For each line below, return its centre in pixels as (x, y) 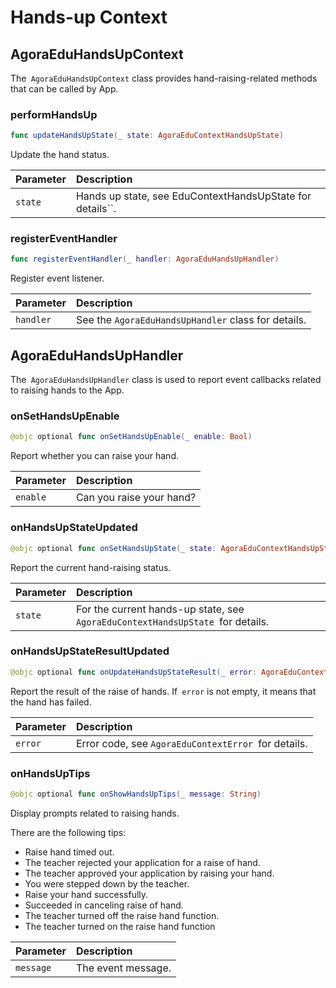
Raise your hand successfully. (86, 894)
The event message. (123, 968)
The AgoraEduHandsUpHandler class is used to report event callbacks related (166, 380)
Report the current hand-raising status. (91, 567)
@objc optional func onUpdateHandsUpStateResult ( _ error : (133, 672)
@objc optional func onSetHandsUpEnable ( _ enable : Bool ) (131, 437)
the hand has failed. (51, 702)
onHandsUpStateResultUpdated (90, 651)
